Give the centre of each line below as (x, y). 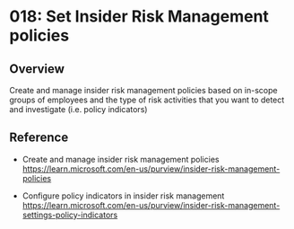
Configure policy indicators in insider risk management (123, 196)
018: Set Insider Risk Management (139, 17)
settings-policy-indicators (70, 215)
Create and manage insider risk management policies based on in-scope (143, 90)
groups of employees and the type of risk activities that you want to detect (147, 100)
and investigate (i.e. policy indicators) (78, 109)
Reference (39, 138)
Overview (37, 69)
